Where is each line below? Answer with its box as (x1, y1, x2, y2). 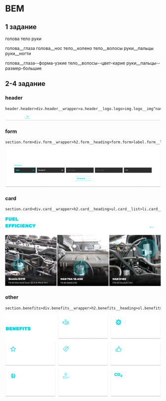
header (5, 94, 23, 101)
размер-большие (5, 65, 42, 71)
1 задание (5, 23, 37, 31)
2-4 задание (5, 80, 46, 88)
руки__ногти (5, 50, 31, 56)
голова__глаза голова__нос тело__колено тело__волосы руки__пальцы (5, 45, 154, 51)
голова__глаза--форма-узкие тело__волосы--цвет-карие (5, 60, 125, 66)
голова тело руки (5, 36, 42, 41)
